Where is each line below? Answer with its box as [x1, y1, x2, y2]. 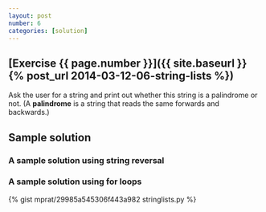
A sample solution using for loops [8, 176, 142, 187]
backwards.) [8, 108, 50, 117]
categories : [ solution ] [8, 26, 88, 35]
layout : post [8, 11, 52, 20]
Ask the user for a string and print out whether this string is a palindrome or [8, 90, 258, 100]
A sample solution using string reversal [8, 154, 165, 165]
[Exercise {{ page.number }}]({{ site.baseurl [8, 56, 235, 70]
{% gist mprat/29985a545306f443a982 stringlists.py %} [8, 194, 197, 204]
